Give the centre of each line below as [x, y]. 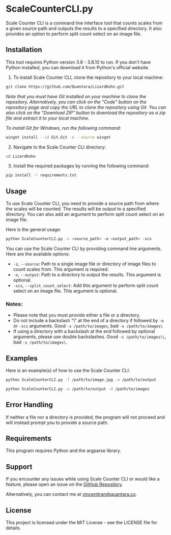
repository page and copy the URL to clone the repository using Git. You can [86, 107]
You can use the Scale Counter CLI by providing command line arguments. [84, 248]
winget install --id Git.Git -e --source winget [58, 137]
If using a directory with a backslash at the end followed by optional [84, 331]
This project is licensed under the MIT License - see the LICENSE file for [81, 523]
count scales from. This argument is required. [61, 269]
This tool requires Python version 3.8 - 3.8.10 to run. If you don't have [78, 62]
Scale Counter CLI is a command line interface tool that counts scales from [84, 23]
